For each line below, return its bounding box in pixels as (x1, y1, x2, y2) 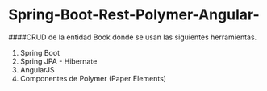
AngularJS (19, 64, 55, 74)
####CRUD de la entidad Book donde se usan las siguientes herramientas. (8, 32, 257, 42)
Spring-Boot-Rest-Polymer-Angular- (8, 6, 260, 24)
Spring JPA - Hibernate (19, 56, 98, 66)
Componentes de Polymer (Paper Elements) (19, 73, 167, 83)
